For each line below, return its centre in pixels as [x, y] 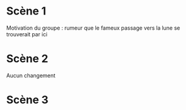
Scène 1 [26, 11]
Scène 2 [27, 59]
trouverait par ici [27, 34]
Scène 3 [27, 100]
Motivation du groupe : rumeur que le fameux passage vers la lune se [93, 28]
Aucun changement [31, 75]
